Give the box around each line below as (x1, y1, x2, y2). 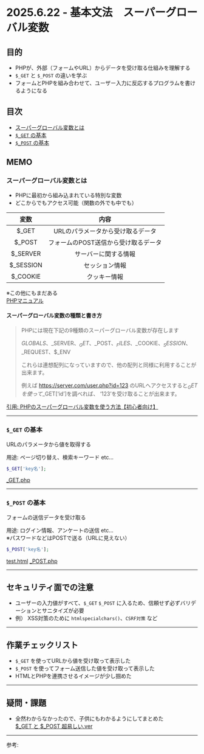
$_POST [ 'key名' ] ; (6, 546, 50, 553)
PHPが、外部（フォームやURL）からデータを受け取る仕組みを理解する (15, 65, 191, 71)
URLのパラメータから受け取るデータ (53, 226, 157, 235)
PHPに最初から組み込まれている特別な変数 (15, 191, 122, 198)
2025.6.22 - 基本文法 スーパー (6, 5, 166, 19)
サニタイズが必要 (41, 607, 85, 615)
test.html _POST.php (6, 557, 58, 565)
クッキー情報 (86, 272, 123, 281)
